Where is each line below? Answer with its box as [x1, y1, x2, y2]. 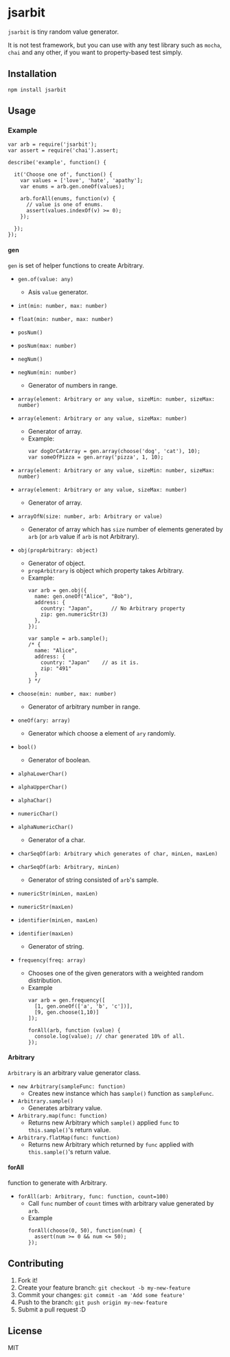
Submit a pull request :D [17, 1305, 87, 1314]
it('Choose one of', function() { [14, 171, 113, 178]
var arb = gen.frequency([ [27, 997, 106, 1004]
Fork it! [17, 1276, 38, 1284]
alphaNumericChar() [17, 824, 74, 830]
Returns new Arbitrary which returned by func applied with [27, 1140, 194, 1149]
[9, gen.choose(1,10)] [34, 1008, 100, 1015]
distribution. [27, 976, 62, 984]
